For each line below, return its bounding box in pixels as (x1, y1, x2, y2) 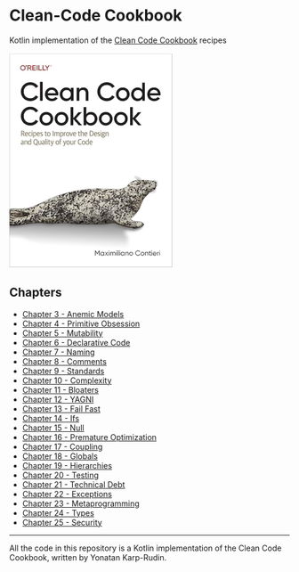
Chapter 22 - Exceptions (21, 488, 113, 499)
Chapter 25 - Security (21, 517, 102, 527)
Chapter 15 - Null (21, 422, 85, 433)
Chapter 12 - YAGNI (21, 394, 94, 404)
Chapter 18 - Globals (21, 451, 98, 462)
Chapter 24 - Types (21, 507, 95, 518)
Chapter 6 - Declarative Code (21, 337, 131, 347)
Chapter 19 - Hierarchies (21, 460, 113, 470)
